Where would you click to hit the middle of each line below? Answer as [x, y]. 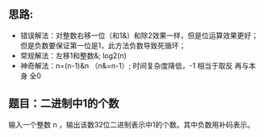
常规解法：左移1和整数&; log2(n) [73, 56]
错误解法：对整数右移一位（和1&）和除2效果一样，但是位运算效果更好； [139, 35]
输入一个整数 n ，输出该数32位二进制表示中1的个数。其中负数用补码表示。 [132, 124]
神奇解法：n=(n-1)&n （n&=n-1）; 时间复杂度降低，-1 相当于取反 [126, 65]
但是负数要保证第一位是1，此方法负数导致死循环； [103, 45]
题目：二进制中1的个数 [64, 104]
